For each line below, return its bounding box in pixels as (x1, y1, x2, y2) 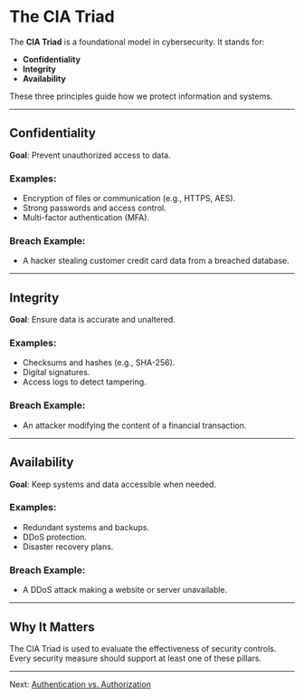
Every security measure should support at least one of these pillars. (9, 653, 262, 664)
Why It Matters (9, 619, 95, 635)
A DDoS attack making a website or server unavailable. (22, 585, 228, 596)
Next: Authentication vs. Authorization (9, 678, 152, 690)
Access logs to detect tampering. (22, 376, 147, 387)
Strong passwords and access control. (22, 202, 166, 214)
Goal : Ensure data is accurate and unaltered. (9, 315, 176, 325)
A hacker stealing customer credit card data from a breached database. (22, 256, 290, 267)
